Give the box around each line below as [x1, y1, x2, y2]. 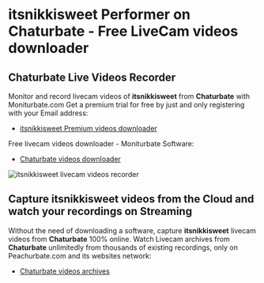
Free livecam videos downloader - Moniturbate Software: [8, 139, 194, 148]
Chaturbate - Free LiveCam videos [8, 22, 239, 40]
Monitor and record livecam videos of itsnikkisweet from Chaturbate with [8, 92, 251, 100]
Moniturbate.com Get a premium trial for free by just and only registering [8, 100, 245, 109]
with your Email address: [8, 108, 89, 118]
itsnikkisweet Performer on [8, 6, 191, 24]
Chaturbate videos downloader [19, 154, 121, 164]
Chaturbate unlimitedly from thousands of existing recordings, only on [8, 243, 239, 252]
